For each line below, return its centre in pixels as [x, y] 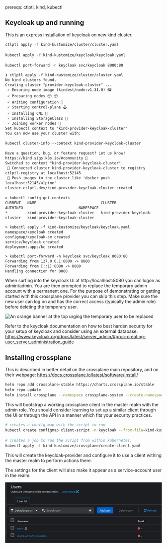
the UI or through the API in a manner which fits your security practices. [79, 415]
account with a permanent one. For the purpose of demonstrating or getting [83, 291]
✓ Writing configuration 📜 [35, 102]
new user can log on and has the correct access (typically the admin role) [81, 302]
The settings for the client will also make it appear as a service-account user [83, 470]
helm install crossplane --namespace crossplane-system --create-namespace [85, 395]
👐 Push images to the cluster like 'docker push [59, 178]
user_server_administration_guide [40, 342]
